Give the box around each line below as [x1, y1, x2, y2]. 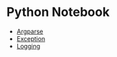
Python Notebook [6, 4, 110, 20]
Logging [16, 42, 41, 50]
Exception [16, 34, 46, 42]
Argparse [16, 27, 44, 35]
